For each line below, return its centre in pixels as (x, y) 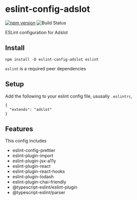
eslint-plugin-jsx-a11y (34, 161)
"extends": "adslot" (31, 109)
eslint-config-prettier (34, 150)
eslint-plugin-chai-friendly (39, 182)
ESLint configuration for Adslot (36, 32)
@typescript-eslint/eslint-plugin (45, 187)
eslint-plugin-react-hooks (39, 171)
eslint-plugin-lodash (33, 177)
